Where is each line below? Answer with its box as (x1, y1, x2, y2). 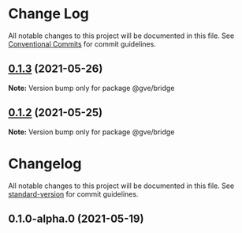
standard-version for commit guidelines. (8, 189, 139, 198)
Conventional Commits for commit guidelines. (8, 39, 156, 48)
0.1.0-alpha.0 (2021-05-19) (8, 212, 144, 225)
